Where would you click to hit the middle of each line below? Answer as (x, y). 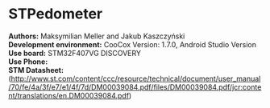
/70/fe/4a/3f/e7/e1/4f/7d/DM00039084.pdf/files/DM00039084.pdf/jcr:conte (135, 87)
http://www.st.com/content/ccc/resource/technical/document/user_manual (136, 78)
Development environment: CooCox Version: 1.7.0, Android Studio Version (132, 44)
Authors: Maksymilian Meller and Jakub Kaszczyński (97, 36)
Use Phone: (28, 62)
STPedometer (56, 14)
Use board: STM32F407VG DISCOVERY (75, 53)
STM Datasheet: (36, 70)
